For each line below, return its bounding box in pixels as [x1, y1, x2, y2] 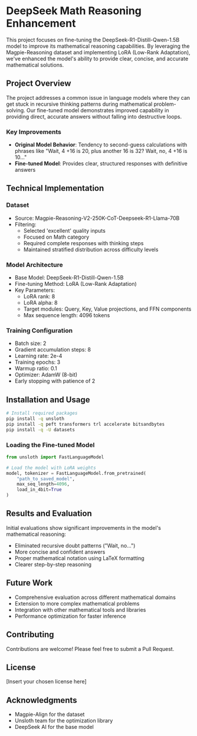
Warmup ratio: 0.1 [14, 365, 57, 372]
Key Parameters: [14, 286, 55, 294]
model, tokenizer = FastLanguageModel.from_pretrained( [6, 470, 146, 476]
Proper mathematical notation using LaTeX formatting [14, 554, 145, 562]
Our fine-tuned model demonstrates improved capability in [26, 106, 169, 113]
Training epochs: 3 [14, 359, 61, 366]
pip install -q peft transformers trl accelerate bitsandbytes [6, 421, 165, 427]
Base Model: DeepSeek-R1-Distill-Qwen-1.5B [14, 274, 124, 281]
